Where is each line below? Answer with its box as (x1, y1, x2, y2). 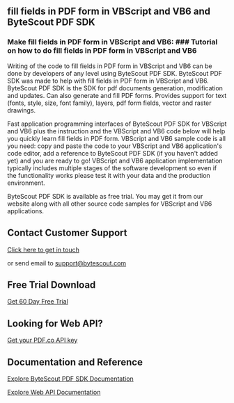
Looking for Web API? (7, 318, 103, 329)
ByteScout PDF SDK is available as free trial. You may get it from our (7, 192, 203, 200)
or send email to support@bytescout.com (7, 258, 127, 267)
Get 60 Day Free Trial (7, 297, 68, 306)
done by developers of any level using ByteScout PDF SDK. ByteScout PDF (7, 69, 223, 77)
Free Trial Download (7, 279, 96, 290)
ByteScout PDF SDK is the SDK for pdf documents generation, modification (7, 83, 223, 92)
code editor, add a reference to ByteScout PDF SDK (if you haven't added (7, 149, 218, 157)
